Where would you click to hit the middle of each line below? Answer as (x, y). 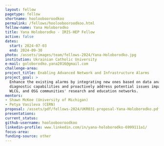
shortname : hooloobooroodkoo (35, 18)
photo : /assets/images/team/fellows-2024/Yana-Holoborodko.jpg (71, 55)
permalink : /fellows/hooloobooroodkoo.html (50, 23)
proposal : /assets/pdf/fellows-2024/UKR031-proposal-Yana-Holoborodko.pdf (83, 109)
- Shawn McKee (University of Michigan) (47, 100)
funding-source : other (28, 136)
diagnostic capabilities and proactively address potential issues (80, 86)
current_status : (21, 118)
